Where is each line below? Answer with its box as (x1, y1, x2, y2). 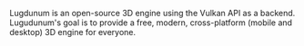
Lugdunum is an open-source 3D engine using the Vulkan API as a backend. (9, 8, 296, 18)
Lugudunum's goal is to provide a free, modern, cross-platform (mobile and (9, 17, 293, 28)
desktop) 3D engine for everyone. (9, 27, 137, 37)
